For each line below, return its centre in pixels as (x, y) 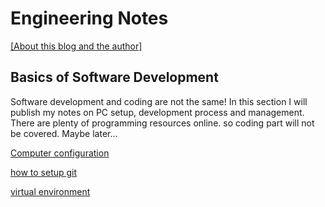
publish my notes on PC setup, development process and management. (157, 112)
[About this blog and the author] (76, 46)
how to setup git (44, 172)
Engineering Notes (89, 18)
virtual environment (50, 191)
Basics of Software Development (114, 77)
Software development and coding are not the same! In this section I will (159, 101)
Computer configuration (60, 153)
